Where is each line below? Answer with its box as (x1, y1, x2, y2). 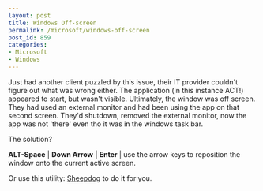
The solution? (8, 134, 53, 144)
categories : (8, 41, 47, 49)
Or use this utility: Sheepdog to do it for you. (8, 173, 152, 182)
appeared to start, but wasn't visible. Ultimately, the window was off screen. (8, 94, 256, 103)
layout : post (8, 11, 51, 20)
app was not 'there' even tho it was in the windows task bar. (8, 119, 204, 129)
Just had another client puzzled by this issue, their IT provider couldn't (8, 77, 239, 87)
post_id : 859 (8, 33, 51, 42)
